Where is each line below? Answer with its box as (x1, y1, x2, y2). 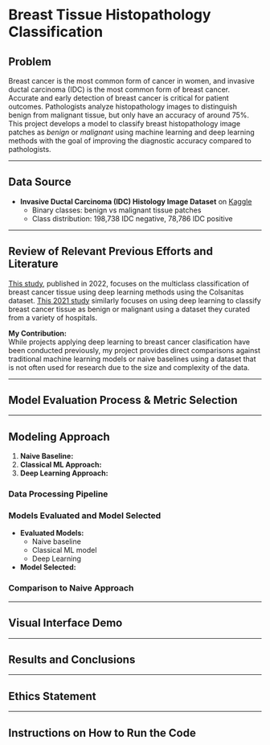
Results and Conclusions (8, 652, 136, 666)
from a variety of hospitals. (8, 312, 98, 323)
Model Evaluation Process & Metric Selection (8, 393, 239, 407)
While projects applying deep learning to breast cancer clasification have (8, 336, 251, 347)
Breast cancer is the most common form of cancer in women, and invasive (8, 76, 255, 85)
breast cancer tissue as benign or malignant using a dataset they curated (8, 304, 251, 314)
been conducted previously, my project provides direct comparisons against (8, 345, 261, 355)
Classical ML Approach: (19, 460, 102, 470)
